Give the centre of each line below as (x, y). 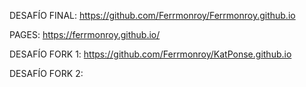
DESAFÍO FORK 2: (46, 73)
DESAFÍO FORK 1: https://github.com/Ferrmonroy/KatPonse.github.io (150, 54)
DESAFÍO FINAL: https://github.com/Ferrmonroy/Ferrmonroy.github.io (152, 15)
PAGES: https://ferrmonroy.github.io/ (85, 34)
